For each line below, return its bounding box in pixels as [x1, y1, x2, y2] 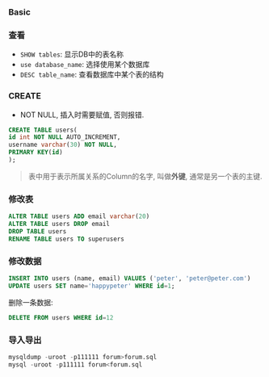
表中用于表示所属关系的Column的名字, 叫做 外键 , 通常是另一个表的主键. [27, 171, 263, 181]
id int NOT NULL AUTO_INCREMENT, [8, 133, 121, 141]
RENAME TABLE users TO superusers [8, 235, 125, 243]
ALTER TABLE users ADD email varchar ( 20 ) [8, 212, 150, 220]
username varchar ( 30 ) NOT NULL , [8, 140, 117, 149]
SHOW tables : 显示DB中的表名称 [19, 49, 124, 59]
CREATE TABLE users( [8, 126, 78, 134]
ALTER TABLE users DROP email [8, 220, 111, 228]
